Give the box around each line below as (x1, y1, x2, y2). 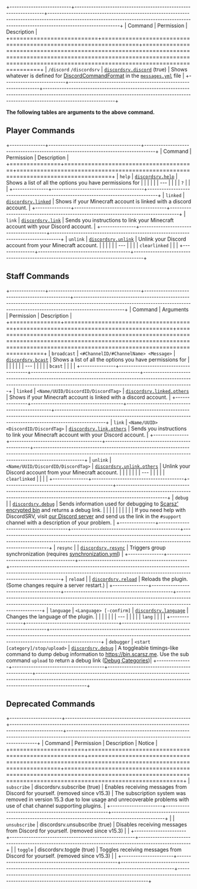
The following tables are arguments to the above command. (6, 109, 155, 116)
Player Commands (6, 126, 75, 136)
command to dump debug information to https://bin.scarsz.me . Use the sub (6, 650, 189, 658)
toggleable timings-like (122, 644, 179, 651)
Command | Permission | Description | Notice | (45, 740, 158, 747)
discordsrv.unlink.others (95, 464, 159, 470)
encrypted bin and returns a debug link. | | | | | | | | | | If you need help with (6, 506, 186, 513)
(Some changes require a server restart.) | (6, 582, 108, 589)
